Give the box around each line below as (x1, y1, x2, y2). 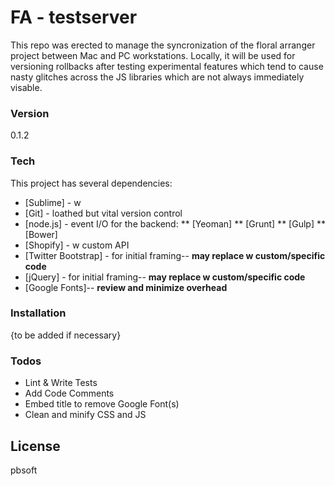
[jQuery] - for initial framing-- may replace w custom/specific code (24, 271, 306, 283)
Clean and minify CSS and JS (24, 409, 147, 421)
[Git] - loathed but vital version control (24, 207, 183, 219)
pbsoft (10, 464, 38, 476)
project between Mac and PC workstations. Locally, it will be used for (10, 49, 296, 61)
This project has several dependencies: (10, 177, 173, 189)
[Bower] (24, 228, 58, 240)
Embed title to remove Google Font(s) (24, 398, 180, 410)
